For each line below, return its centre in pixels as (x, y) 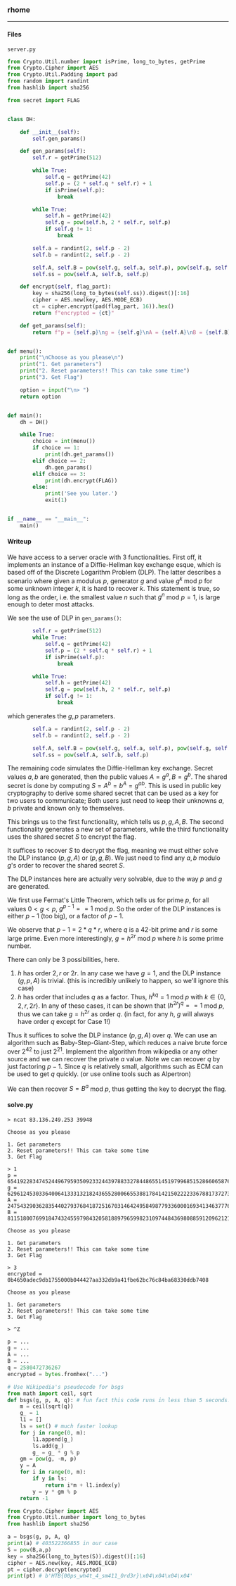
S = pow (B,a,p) (29, 1550)
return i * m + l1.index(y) (83, 1485)
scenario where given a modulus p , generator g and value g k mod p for (110, 580)
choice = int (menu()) (64, 442)
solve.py (20, 1104)
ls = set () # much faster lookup (69, 1426)
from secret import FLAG (44, 100)
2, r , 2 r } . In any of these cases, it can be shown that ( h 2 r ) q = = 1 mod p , (121, 1005)
